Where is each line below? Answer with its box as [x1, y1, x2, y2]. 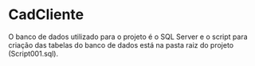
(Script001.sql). [8, 49, 58, 58]
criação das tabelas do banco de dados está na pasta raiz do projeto [8, 40, 234, 49]
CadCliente [8, 6, 84, 24]
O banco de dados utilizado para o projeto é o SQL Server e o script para [8, 32, 249, 41]
